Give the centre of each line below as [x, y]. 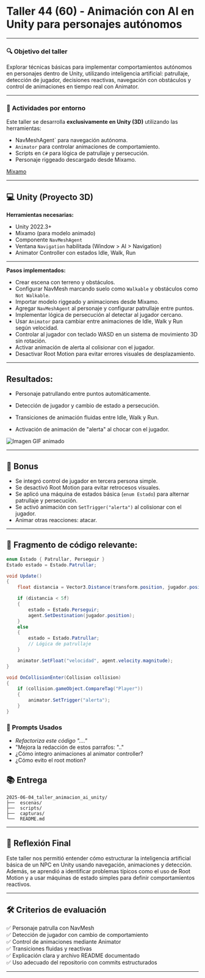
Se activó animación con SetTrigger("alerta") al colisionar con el [98, 507]
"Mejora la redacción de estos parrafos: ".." [69, 747]
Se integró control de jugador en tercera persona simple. [86, 481]
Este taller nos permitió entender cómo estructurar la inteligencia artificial [99, 858]
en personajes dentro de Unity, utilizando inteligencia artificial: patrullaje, [98, 74]
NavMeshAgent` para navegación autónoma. [71, 140]
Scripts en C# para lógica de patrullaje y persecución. [82, 153]
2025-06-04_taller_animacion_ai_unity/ [57, 797]
